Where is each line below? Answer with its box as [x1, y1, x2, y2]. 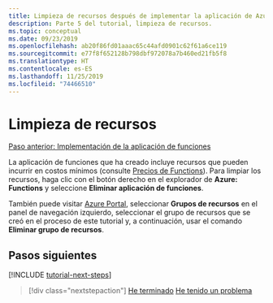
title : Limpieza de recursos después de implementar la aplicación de [8, 11, 253, 20]
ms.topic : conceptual [8, 27, 82, 35]
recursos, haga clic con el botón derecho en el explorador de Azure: [8, 175, 238, 184]
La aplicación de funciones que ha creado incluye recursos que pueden [8, 158, 249, 167]
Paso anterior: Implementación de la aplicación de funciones [8, 141, 211, 151]
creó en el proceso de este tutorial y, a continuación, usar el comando [8, 216, 242, 226]
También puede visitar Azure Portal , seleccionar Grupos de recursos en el [8, 199, 258, 209]
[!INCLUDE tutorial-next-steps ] [8, 270, 112, 280]
